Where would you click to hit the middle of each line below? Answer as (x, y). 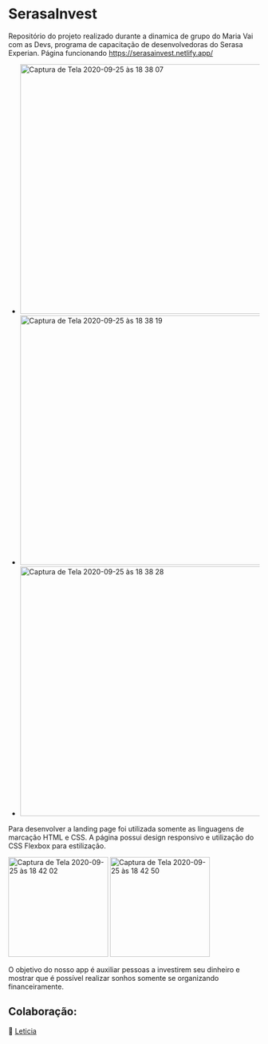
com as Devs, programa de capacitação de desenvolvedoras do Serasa (126, 44)
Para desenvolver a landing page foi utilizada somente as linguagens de (126, 828)
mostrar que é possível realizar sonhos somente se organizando (114, 978)
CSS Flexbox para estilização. (57, 846)
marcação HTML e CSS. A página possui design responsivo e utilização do (131, 837)
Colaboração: (43, 1012)
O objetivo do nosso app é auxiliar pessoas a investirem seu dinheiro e (124, 969)
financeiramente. (36, 986)
